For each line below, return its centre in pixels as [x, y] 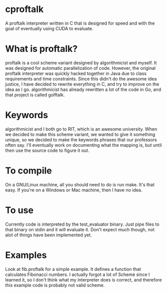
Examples [26, 255]
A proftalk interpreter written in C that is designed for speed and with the [80, 23]
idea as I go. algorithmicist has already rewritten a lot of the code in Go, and [83, 89]
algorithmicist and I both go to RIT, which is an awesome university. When [81, 129]
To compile [29, 171]
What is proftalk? [41, 49]
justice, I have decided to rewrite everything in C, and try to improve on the [82, 84]
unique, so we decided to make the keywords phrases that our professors [81, 140]
